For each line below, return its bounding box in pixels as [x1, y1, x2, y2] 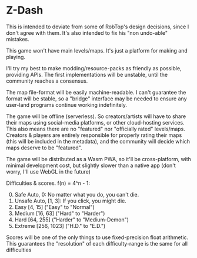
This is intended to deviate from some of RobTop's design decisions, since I [6, 23, 189, 30]
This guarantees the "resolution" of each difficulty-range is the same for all [6, 240, 188, 247]
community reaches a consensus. [6, 77, 88, 84]
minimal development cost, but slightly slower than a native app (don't [6, 162, 176, 169]
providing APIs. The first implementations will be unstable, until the [6, 71, 168, 78]
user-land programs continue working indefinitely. [6, 101, 128, 108]
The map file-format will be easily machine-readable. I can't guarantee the [6, 89, 186, 96]
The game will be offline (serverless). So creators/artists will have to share [6, 113, 186, 120]
